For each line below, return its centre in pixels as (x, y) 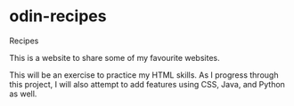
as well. (23, 94)
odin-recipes (58, 16)
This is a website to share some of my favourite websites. (114, 57)
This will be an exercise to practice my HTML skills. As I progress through (144, 75)
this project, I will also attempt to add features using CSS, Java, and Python (147, 84)
